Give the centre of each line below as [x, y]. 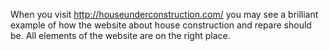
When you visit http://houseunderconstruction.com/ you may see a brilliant [164, 14]
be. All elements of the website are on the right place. [120, 35]
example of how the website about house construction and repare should [161, 25]
